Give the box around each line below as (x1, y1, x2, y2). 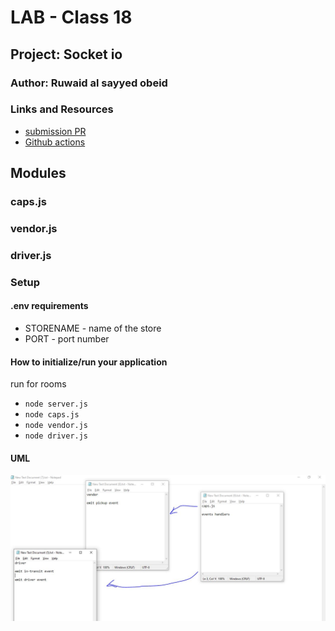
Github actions (24, 136, 86, 148)
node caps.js (24, 410, 80, 420)
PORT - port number (24, 333, 110, 345)
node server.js (24, 399, 89, 410)
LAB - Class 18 (10, 6, 133, 29)
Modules (10, 165, 67, 182)
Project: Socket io (10, 46, 123, 63)
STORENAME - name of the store (24, 322, 162, 335)
